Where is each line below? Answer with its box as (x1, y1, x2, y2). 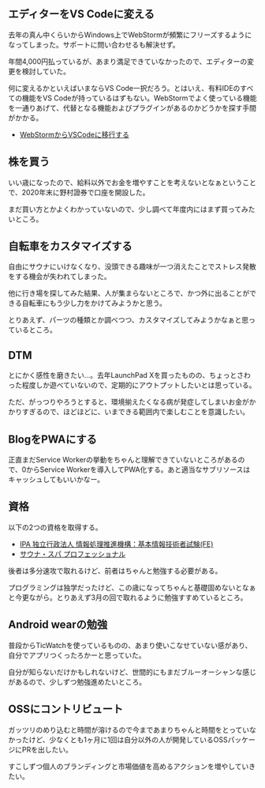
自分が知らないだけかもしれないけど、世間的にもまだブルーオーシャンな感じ (8, 667, 257, 677)
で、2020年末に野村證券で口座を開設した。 (8, 187, 150, 197)
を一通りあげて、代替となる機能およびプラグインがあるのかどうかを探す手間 (8, 103, 256, 112)
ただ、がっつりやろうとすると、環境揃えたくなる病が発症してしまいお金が (8, 398, 250, 407)
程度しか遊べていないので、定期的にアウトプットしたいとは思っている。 (21, 380, 256, 390)
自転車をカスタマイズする (8, 239, 132, 253)
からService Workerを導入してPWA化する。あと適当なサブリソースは (26, 465, 251, 474)
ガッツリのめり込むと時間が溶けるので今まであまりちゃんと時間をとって (8, 725, 243, 734)
